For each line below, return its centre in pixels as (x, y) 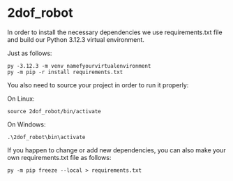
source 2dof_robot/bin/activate (54, 111)
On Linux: (21, 99)
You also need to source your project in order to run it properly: (98, 85)
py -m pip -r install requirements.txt (65, 72)
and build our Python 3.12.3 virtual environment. (76, 39)
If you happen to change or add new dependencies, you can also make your (116, 150)
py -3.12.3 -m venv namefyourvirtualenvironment (79, 66)
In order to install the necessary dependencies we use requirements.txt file (115, 32)
